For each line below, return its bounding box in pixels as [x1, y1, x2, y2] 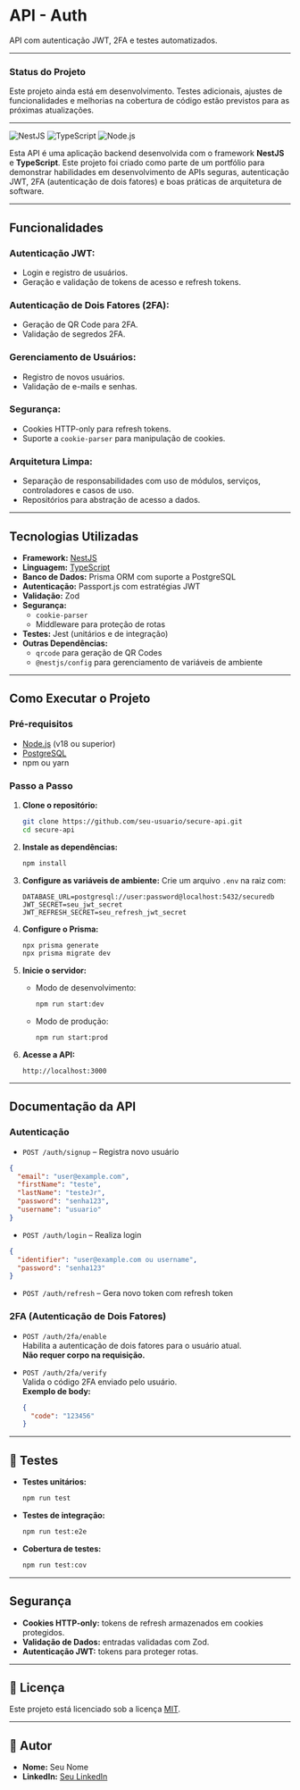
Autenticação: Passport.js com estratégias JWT [21, 581, 201, 591]
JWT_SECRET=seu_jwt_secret [21, 899, 123, 909]
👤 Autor [9, 1738, 53, 1753]
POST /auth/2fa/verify [21, 1368, 107, 1377]
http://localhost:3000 [21, 1066, 107, 1076]
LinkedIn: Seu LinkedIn [21, 1771, 108, 1782]
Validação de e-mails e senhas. [21, 381, 138, 391]
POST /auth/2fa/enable [21, 1332, 107, 1341]
